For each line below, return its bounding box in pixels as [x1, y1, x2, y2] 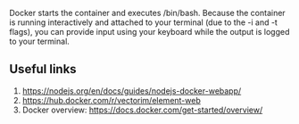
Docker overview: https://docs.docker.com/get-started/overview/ [21, 104, 263, 115]
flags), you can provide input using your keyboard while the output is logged [9, 27, 290, 37]
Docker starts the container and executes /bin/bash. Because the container [9, 8, 286, 18]
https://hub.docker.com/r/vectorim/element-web [21, 95, 201, 105]
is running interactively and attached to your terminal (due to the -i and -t [9, 17, 278, 28]
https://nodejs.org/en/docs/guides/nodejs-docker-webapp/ [21, 85, 242, 96]
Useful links [9, 62, 78, 77]
